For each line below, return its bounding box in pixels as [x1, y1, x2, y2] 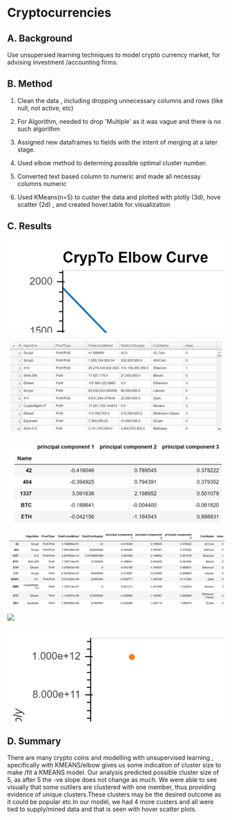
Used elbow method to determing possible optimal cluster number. [17, 158, 207, 167]
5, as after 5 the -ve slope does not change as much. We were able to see [7, 776, 217, 784]
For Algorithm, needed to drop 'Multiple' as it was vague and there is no [17, 117, 222, 125]
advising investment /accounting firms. [7, 58, 119, 66]
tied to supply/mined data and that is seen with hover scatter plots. [7, 805, 197, 814]
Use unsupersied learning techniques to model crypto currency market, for [7, 51, 221, 59]
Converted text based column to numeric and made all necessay [17, 172, 202, 181]
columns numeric [17, 179, 67, 188]
